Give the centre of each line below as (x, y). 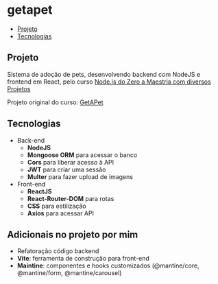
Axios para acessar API (61, 213)
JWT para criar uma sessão (66, 169)
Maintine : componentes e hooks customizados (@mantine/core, (108, 265)
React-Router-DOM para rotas (71, 198)
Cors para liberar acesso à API (71, 162)
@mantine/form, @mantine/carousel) (69, 273)
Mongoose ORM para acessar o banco (82, 155)
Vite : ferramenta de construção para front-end (83, 259)
